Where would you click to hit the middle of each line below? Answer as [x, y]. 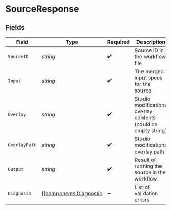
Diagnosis [20, 193]
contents [145, 118]
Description [151, 42]
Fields [15, 28]
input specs [149, 78]
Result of [145, 160]
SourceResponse [42, 9]
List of [142, 187]
